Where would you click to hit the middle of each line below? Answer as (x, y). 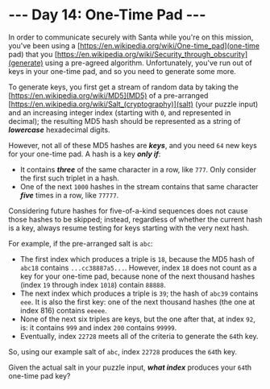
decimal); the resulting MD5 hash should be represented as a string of (125, 121)
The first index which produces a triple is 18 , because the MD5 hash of (137, 259)
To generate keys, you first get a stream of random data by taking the (124, 87)
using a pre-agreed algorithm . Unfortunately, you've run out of (148, 63)
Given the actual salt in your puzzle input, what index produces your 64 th (130, 367)
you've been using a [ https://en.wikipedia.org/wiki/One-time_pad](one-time (134, 45)
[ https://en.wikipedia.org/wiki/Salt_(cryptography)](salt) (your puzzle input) (133, 104)
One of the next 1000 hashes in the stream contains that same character (139, 186)
